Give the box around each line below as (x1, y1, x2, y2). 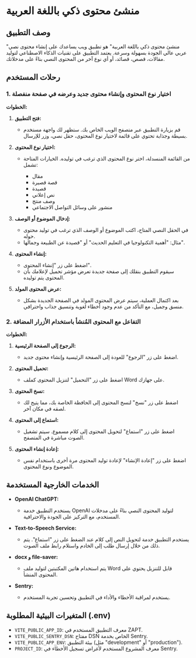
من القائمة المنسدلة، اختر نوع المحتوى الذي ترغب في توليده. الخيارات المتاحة (23, 155, 190, 162)
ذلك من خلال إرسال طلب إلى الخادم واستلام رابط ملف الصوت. (23, 542, 160, 549)
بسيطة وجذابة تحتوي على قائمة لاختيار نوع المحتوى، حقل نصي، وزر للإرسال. (23, 132, 188, 139)
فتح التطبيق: (14, 114, 42, 121)
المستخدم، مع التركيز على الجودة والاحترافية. (23, 513, 121, 520)
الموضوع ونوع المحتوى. (23, 463, 74, 470)
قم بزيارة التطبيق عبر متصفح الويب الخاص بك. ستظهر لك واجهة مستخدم (23, 126, 181, 133)
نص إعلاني (32, 191, 55, 198)
